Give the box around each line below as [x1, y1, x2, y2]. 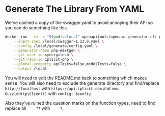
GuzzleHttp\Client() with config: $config [5, 91, 91, 96]
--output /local [14, 66, 48, 71]
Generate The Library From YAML [5, 3, 144, 15]
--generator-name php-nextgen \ [14, 48, 80, 53]
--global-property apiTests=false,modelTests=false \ [14, 62, 126, 67]
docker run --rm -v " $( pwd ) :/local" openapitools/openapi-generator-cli [5, 34, 157, 39]
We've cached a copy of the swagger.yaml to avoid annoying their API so [5, 20, 153, 25]
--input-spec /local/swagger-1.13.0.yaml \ [14, 39, 105, 44]
